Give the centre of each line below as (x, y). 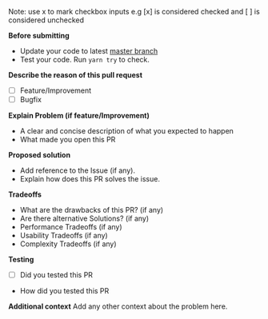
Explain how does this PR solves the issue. (90, 179)
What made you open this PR (68, 140)
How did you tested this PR (64, 291)
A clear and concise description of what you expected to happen (127, 131)
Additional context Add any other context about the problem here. (118, 306)
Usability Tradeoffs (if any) (64, 236)
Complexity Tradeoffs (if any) (68, 244)
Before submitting (39, 36)
